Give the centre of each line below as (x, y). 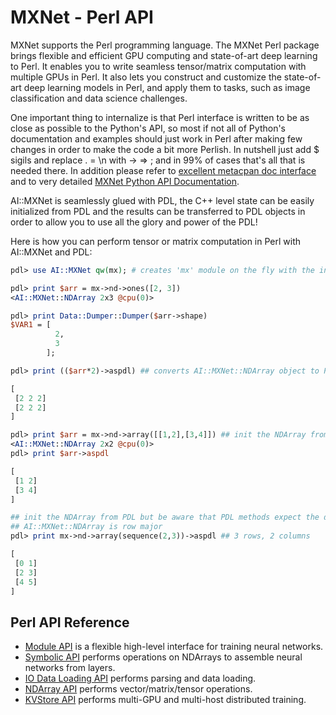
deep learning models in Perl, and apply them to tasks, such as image (167, 87)
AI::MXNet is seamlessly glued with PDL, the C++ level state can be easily (162, 200)
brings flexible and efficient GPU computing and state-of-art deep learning (164, 55)
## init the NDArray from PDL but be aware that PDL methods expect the (165, 517)
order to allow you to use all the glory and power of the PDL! (134, 222)
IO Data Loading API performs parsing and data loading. (140, 678)
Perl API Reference (70, 622)
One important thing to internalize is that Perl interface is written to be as (160, 117)
